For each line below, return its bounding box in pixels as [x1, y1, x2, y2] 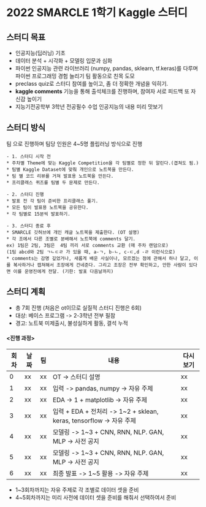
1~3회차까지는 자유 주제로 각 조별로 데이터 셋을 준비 [15, 486, 139, 494]
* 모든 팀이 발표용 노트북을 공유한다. [6, 204, 89, 210]
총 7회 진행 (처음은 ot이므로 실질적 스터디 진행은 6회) [15, 304, 142, 311]
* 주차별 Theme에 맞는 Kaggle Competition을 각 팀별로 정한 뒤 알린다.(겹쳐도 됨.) [6, 160, 199, 166]
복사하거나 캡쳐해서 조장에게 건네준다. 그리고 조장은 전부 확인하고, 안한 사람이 [13, 262, 186, 268]
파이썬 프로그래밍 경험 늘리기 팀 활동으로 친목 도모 [15, 72, 135, 80]
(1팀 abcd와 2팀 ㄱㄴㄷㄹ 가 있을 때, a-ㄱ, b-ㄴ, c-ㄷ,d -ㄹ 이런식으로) [6, 249, 176, 255]
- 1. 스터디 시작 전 [6, 153, 51, 159]
